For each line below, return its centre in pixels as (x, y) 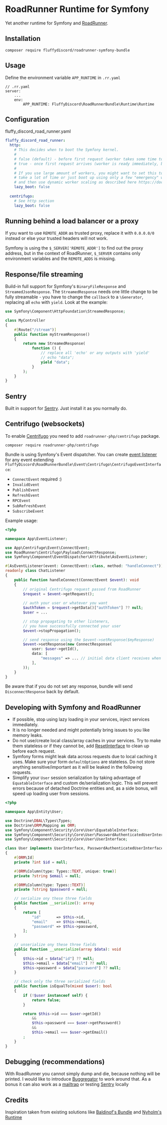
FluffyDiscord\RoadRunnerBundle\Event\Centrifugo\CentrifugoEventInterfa (83, 464)
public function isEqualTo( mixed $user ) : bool (63, 986)
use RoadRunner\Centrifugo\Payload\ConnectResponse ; (61, 553)
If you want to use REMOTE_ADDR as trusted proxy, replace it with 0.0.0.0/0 (80, 233)
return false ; (46, 1000)
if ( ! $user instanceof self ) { (55, 995)
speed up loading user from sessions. (51, 794)
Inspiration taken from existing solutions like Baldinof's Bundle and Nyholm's (83, 1112)
